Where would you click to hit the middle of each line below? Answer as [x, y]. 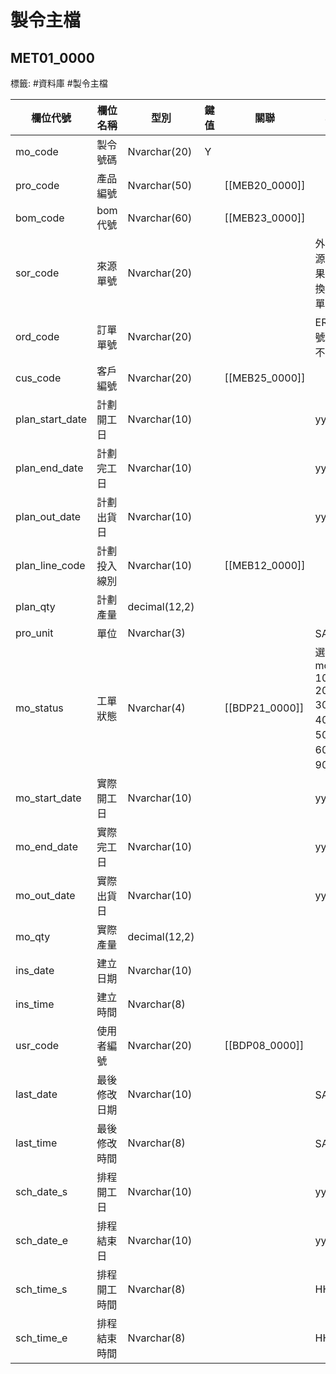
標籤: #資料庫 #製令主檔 [59, 83]
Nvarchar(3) [156, 633]
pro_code [37, 185]
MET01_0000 [52, 57]
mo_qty [33, 936]
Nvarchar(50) [160, 185]
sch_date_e [42, 1240]
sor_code [37, 273]
